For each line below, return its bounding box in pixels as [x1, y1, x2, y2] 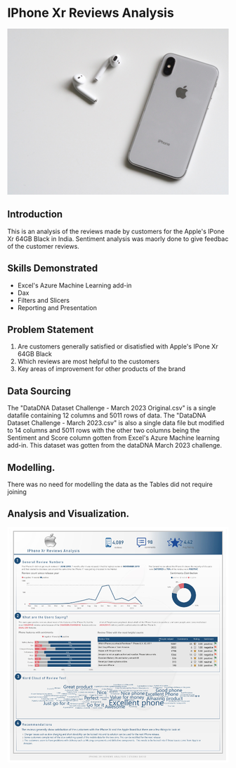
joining [7, 488, 27, 496]
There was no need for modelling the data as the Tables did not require [7, 480, 213, 488]
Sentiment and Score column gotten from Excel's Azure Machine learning [7, 434, 220, 442]
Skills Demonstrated [7, 262, 98, 275]
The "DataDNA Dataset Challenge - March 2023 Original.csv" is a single [7, 404, 216, 412]
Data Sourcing [7, 385, 72, 397]
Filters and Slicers [17, 296, 70, 304]
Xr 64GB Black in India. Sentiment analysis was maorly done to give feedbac [7, 234, 229, 243]
